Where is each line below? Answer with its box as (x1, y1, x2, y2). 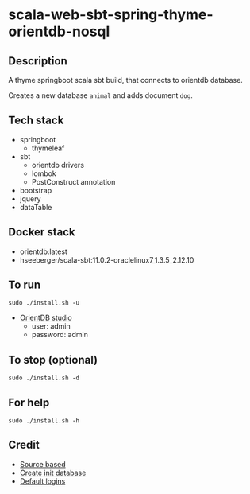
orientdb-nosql (8, 22, 110, 41)
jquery (19, 193, 41, 204)
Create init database (19, 468, 87, 477)
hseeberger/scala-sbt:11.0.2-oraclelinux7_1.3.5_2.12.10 (19, 255, 194, 264)
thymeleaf (31, 143, 65, 153)
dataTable (19, 202, 52, 212)
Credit (8, 438, 40, 452)
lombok (31, 169, 57, 178)
